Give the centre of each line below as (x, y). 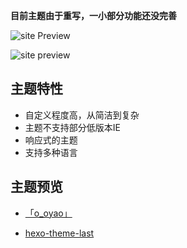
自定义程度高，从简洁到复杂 (82, 115)
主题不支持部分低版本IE (72, 127)
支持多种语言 (51, 152)
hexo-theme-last (59, 233)
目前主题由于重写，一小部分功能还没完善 (93, 15)
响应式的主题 (51, 140)
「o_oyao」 (48, 213)
